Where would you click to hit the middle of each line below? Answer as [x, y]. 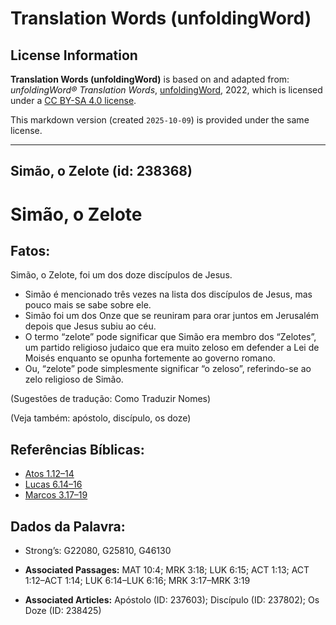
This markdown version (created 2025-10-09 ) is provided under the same [160, 120]
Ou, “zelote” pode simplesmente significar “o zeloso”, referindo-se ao [168, 369]
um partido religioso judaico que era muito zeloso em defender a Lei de [172, 348]
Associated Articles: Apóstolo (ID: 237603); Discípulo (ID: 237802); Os [172, 600]
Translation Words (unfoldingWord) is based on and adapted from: [150, 79]
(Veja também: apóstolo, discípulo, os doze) [101, 418]
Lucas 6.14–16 [53, 484]
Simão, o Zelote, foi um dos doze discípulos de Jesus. [121, 275]
